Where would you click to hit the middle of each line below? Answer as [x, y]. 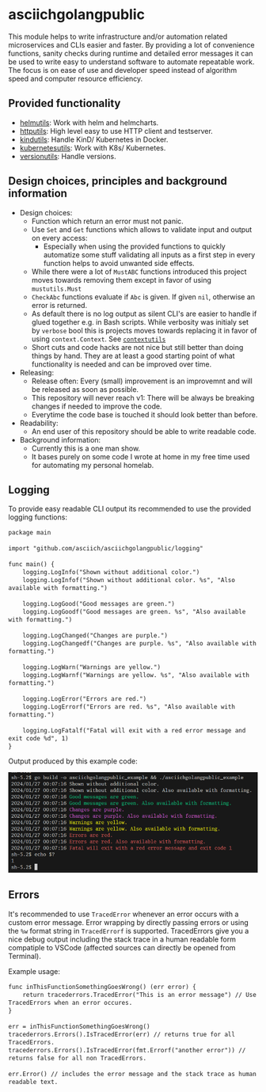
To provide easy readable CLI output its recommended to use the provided [130, 509]
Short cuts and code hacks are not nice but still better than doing [137, 347]
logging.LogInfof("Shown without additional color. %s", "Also [129, 580]
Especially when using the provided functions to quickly [134, 246]
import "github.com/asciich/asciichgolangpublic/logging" [106, 549]
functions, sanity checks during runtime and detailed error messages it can [131, 53]
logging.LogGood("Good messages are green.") [99, 604]
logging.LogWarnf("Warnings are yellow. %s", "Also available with [136, 675]
